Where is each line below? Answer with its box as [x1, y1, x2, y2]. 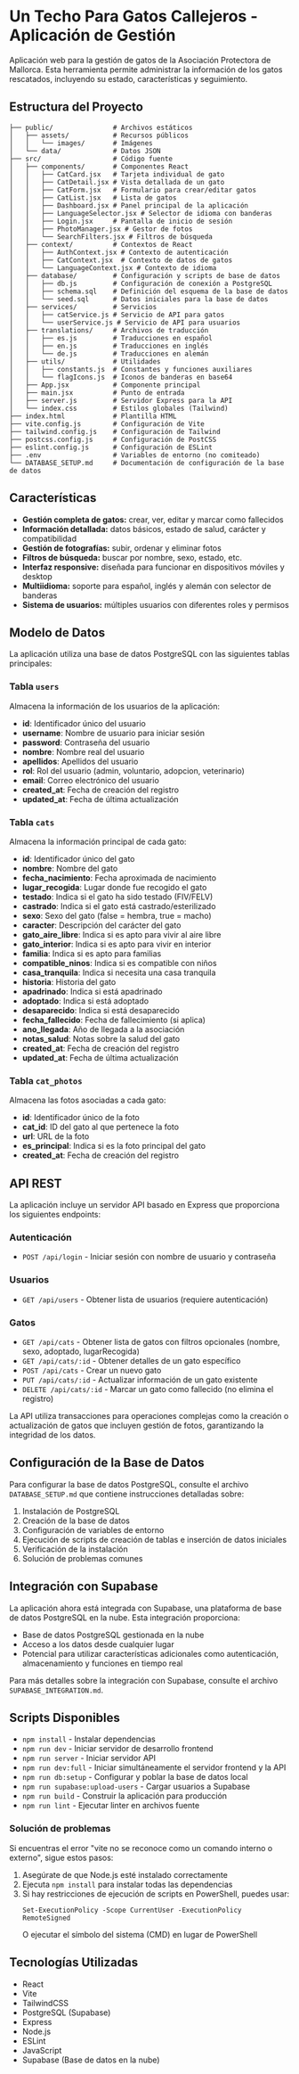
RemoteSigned [21, 1914, 71, 1922]
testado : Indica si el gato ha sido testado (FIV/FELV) [21, 891, 214, 902]
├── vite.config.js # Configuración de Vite [9, 419, 205, 429]
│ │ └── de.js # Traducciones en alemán [9, 349, 209, 358]
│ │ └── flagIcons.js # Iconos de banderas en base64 [9, 373, 233, 381]
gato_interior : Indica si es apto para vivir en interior [21, 939, 212, 949]
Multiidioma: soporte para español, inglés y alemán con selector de [21, 580, 271, 591]
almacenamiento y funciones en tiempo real [21, 1658, 183, 1668]
